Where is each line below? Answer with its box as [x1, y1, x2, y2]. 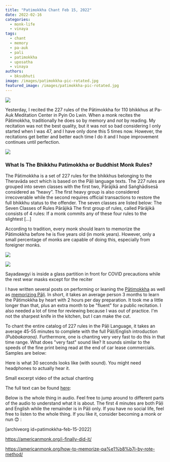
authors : [5, 69, 24, 74]
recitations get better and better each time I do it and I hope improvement [5, 133, 159, 140]
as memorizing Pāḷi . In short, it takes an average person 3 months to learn [5, 291, 159, 297]
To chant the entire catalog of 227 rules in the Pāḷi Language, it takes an [5, 323, 156, 329]
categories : [5, 17, 30, 22]
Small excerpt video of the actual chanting [5, 375, 94, 381]
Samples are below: [5, 350, 47, 356]
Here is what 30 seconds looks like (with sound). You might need [5, 359, 141, 366]
